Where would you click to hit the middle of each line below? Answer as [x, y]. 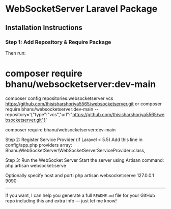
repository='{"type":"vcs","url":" [39, 114]
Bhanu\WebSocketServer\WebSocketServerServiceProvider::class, [75, 150]
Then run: [16, 53]
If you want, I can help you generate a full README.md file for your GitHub [80, 195]
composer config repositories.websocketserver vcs [59, 98]
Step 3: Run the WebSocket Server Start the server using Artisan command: [85, 160]
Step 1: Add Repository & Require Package [58, 42]
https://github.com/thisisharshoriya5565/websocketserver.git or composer [83, 103]
